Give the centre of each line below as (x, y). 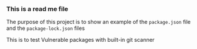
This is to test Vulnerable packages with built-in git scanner (80, 40)
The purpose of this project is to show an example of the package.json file (98, 22)
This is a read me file (37, 9)
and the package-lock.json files (45, 28)
